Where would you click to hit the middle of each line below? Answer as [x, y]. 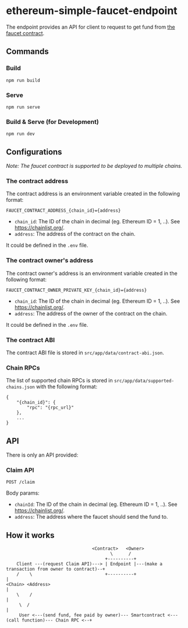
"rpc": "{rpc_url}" [51, 408]
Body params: [23, 493]
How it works [30, 535]
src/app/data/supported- [144, 381]
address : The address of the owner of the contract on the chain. [91, 313]
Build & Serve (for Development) [52, 122]
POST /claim [20, 482]
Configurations [34, 152]
